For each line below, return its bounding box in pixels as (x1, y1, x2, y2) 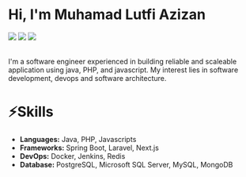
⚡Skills (8, 103, 54, 121)
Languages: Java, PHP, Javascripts (19, 134, 137, 144)
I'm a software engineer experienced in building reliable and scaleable (8, 56, 237, 66)
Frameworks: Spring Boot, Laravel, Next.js (19, 143, 160, 152)
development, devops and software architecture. (8, 73, 167, 83)
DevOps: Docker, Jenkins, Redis (19, 151, 126, 160)
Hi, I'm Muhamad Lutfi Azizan (8, 6, 206, 24)
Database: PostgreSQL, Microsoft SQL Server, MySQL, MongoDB (19, 160, 233, 169)
